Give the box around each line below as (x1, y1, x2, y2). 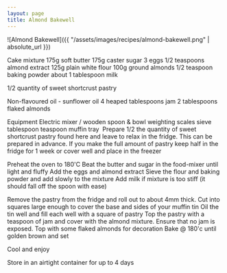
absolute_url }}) (7, 43, 51, 51)
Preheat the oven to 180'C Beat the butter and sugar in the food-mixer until (7, 160, 218, 168)
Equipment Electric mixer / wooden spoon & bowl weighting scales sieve (7, 117, 212, 126)
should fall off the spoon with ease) (7, 182, 108, 190)
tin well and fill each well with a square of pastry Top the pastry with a (7, 210, 204, 218)
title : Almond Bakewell (7, 16, 75, 23)
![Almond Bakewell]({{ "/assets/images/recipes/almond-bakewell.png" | (7, 35, 210, 43)
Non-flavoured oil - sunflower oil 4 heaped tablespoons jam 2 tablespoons (7, 97, 218, 105)
